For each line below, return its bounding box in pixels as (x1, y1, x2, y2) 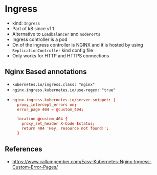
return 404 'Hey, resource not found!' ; (21, 126, 109, 131)
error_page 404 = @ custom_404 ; (17, 107, 84, 112)
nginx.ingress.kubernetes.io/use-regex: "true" (12, 87, 116, 93)
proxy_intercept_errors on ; (17, 102, 77, 107)
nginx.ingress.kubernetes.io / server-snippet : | (12, 97, 116, 102)
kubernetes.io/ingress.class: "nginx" (12, 82, 95, 87)
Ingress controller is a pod (12, 36, 68, 42)
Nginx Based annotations (5, 68, 87, 76)
